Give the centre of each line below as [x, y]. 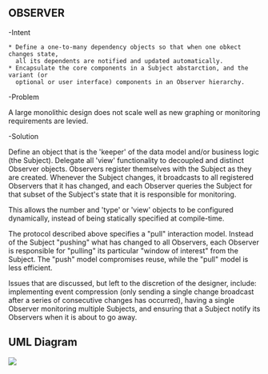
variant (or [28, 75]
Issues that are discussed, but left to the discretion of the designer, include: [133, 283]
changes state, [34, 54]
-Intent [19, 32]
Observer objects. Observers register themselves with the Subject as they [130, 169]
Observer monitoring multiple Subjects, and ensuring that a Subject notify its [134, 308]
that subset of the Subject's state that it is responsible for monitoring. [122, 194]
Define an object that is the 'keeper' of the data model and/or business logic [134, 152]
